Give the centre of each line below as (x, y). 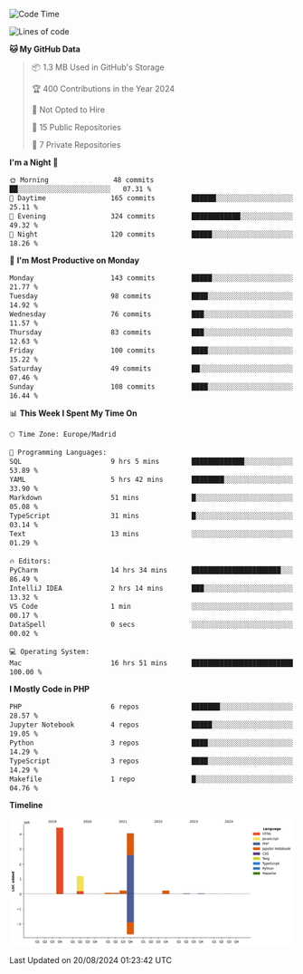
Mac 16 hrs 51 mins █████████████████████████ (151, 663)
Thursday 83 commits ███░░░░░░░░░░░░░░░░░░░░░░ (151, 333)
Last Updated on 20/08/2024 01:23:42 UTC (91, 960)
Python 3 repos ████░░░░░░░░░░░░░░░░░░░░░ (151, 743)
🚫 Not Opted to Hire (68, 110)
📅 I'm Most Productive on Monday (75, 260)
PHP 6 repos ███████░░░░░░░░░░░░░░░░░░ (151, 707)
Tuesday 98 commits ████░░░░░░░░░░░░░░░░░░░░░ (151, 296)
